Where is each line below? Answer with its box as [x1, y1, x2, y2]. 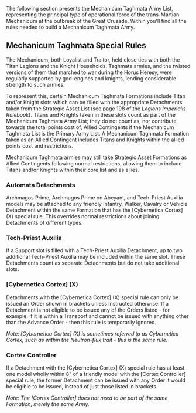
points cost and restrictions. [6, 142, 74, 149]
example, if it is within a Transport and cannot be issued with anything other [6, 312, 189, 319]
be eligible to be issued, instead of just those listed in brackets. [6, 383, 158, 390]
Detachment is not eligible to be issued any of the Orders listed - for [6, 306, 170, 313]
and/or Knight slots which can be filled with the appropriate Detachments [6, 99, 183, 106]
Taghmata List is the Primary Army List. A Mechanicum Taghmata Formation [6, 130, 189, 137]
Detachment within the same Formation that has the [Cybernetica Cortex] [6, 206, 183, 214]
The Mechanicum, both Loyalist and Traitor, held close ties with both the [6, 56, 180, 63]
